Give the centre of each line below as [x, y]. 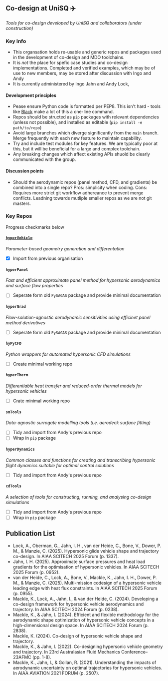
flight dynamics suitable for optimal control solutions [60, 465]
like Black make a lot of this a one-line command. [63, 112]
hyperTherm [17, 375]
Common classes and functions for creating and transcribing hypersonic [81, 460]
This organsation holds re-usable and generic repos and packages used [87, 52]
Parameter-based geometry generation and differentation [65, 249]
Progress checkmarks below [35, 227]
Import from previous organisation [48, 258]
